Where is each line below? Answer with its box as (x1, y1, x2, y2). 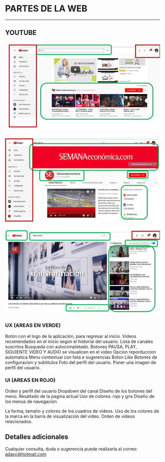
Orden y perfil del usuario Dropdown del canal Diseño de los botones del (5, 388, 152, 394)
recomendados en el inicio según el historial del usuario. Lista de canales (5, 338, 153, 344)
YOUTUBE (5, 29, 37, 37)
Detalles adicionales (5, 433, 69, 441)
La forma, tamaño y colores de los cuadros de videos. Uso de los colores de (5, 408, 160, 414)
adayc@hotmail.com (5, 451, 47, 457)
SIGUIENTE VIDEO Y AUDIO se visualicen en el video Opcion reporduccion (5, 349, 156, 355)
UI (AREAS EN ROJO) (5, 377, 56, 384)
